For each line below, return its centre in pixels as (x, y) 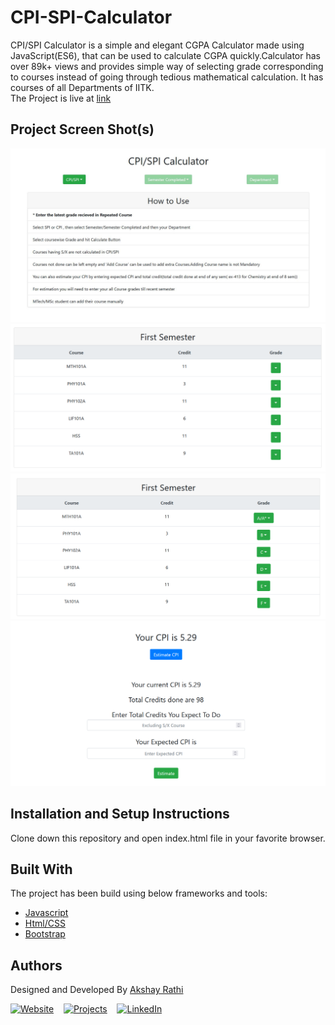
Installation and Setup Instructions (120, 814)
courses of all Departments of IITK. (82, 87)
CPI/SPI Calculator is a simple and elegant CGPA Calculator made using (157, 45)
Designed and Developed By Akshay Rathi (97, 990)
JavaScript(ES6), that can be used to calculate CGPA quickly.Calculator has (166, 55)
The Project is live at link (61, 98)
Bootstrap (45, 934)
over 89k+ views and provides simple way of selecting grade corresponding (167, 66)
